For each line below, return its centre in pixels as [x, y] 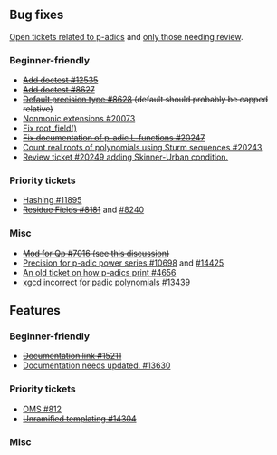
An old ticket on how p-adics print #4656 [99, 272]
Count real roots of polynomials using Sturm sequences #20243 [142, 148]
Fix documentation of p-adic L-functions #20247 [114, 138]
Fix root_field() [49, 128]
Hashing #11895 [52, 200]
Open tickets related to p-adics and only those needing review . [126, 36]
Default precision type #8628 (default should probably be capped [145, 100]
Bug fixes [37, 15]
